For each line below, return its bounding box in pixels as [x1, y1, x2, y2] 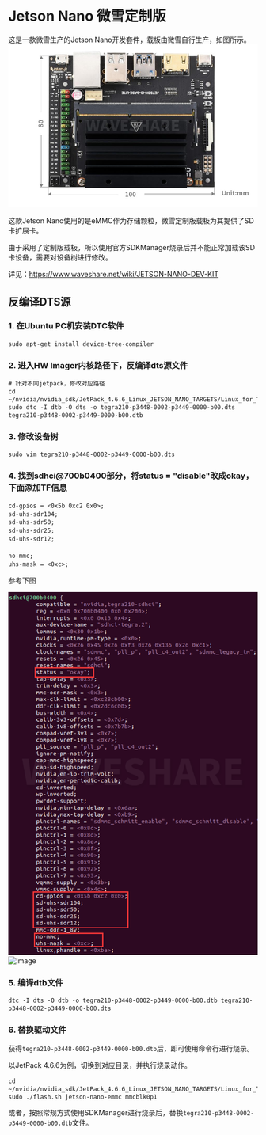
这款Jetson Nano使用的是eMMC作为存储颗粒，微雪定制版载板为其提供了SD [8, 216, 255, 226]
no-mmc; [8, 552, 34, 560]
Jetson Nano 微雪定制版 [8, 7, 166, 25]
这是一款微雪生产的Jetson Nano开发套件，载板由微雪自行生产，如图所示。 [8, 35, 251, 44]
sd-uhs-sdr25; [8, 527, 55, 535]
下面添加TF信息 [8, 482, 67, 493]
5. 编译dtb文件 [8, 977, 63, 988]
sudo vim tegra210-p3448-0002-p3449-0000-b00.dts [8, 450, 176, 459]
